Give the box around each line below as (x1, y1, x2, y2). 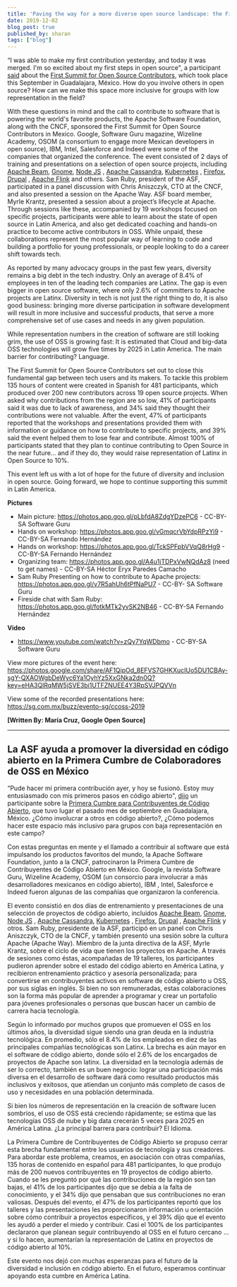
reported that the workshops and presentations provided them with (7, 418, 202, 428)
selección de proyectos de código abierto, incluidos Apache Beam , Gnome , (7, 909, 227, 917)
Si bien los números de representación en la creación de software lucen (7, 1101, 217, 1110)
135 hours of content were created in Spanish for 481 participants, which (7, 381, 219, 389)
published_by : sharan (7, 30, 71, 37)
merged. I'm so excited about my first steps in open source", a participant (7, 64, 221, 72)
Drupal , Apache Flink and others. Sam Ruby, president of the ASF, (7, 175, 200, 184)
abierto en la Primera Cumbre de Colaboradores (7, 754, 221, 766)
